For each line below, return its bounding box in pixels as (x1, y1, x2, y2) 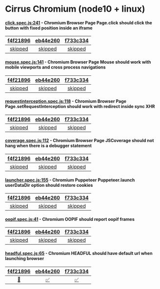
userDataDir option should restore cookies (5, 182, 93, 188)
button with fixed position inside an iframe (5, 25, 93, 31)
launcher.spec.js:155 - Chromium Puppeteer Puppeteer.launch (5, 177, 135, 183)
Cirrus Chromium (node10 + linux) (5, 3, 145, 15)
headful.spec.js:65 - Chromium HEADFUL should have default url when (5, 251, 153, 256)
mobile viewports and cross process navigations (5, 64, 106, 70)
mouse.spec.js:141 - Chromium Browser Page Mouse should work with (5, 59, 151, 65)
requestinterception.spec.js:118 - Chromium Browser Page (5, 98, 127, 104)
